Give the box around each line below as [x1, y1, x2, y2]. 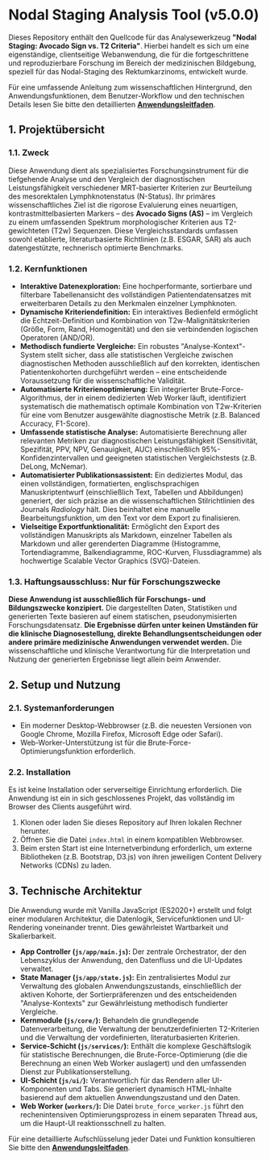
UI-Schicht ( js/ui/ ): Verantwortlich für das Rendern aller [19, 1076, 211, 1086]
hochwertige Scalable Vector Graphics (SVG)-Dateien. [19, 556, 201, 565]
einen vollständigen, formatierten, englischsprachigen [19, 478, 200, 488]
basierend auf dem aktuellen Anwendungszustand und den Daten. [19, 1093, 240, 1103]
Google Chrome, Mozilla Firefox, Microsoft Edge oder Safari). [19, 729, 223, 738]
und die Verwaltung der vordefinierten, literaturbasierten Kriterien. [19, 1032, 240, 1043]
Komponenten [19, 1084, 67, 1094]
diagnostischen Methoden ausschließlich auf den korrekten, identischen [19, 358, 260, 368]
